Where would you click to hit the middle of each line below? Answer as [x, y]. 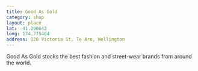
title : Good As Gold [32, 12]
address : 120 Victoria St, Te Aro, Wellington [66, 39]
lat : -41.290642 [26, 28]
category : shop [25, 17]
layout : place [24, 23]
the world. [19, 63]
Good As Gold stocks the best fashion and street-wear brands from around [99, 56]
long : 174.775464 [28, 34]
